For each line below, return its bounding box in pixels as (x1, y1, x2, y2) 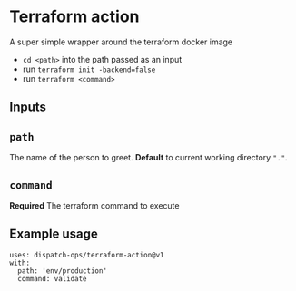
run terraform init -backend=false (22, 63, 156, 74)
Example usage (9, 227, 98, 242)
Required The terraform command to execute (9, 199, 180, 210)
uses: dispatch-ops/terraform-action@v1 (9, 250, 165, 259)
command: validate (17, 274, 88, 283)
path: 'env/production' (17, 266, 107, 276)
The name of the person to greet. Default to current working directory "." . (9, 152, 288, 163)
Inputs (9, 100, 47, 115)
